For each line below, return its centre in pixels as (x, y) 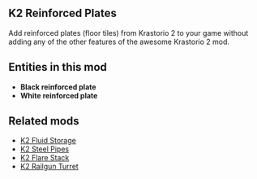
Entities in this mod (58, 67)
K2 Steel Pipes (45, 149)
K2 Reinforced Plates (63, 13)
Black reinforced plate (58, 87)
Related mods (44, 121)
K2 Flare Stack (45, 158)
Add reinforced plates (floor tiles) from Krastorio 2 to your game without (128, 33)
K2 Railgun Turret (49, 167)
